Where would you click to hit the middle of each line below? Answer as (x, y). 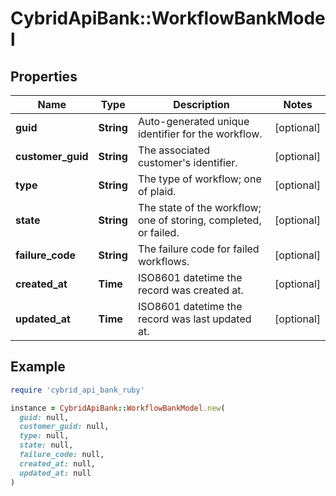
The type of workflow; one (199, 179)
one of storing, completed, (199, 220)
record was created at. (190, 290)
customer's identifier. (187, 162)
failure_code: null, (62, 455)
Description (201, 104)
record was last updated (194, 319)
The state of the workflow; (199, 207)
